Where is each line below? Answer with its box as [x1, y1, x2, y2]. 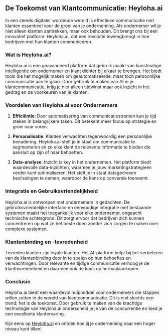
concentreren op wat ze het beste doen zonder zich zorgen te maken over [5, 220, 159, 226]
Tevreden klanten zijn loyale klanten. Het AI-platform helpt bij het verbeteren [5, 250, 163, 255]
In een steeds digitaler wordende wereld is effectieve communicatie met [5, 17, 154, 23]
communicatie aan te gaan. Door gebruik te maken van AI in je [5, 79, 134, 85]
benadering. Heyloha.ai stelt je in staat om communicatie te [12, 139, 135, 145]
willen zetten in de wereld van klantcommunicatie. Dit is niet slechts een [5, 295, 154, 301]
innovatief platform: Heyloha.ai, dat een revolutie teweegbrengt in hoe [5, 33, 149, 39]
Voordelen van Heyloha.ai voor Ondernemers [5, 102, 118, 109]
